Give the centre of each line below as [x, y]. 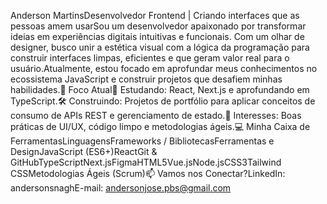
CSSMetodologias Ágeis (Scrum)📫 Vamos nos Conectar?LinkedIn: [148, 173]
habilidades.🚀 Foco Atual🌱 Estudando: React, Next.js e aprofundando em [160, 89]
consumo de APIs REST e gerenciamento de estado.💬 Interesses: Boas [156, 115]
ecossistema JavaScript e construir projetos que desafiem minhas [146, 79]
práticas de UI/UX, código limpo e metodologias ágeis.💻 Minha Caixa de [160, 126]
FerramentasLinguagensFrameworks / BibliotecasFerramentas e [142, 141]
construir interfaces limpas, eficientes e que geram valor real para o [150, 58]
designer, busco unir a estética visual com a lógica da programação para [160, 47]
